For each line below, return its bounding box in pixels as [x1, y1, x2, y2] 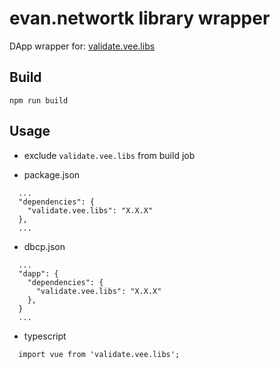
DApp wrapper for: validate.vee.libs [9, 40, 156, 52]
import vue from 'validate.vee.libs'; [18, 349, 181, 359]
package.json [23, 168, 81, 181]
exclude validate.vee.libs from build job [23, 149, 196, 161]
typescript [23, 330, 67, 342]
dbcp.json [23, 240, 66, 252]
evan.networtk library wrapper [9, 7, 271, 30]
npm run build [9, 95, 69, 106]
